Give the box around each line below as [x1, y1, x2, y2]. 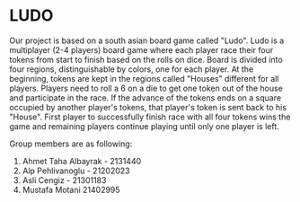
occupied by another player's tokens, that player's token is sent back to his [9, 101, 287, 112]
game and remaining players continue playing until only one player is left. [9, 120, 280, 131]
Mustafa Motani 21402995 [22, 184, 120, 195]
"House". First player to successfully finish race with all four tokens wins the [9, 111, 291, 122]
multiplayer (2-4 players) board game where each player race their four [9, 44, 274, 55]
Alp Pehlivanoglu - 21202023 [22, 165, 130, 176]
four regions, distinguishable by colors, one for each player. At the [9, 64, 254, 75]
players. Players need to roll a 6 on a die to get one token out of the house [9, 83, 283, 93]
